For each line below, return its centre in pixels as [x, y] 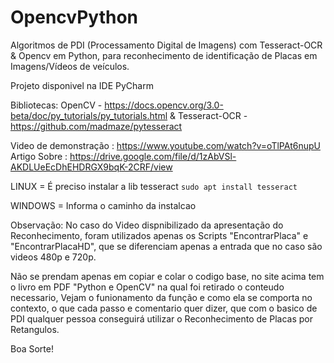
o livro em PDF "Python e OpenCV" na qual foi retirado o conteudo [147, 287]
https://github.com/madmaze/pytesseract [96, 126]
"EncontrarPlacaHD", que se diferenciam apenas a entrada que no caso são [166, 246]
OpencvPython [74, 17]
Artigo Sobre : [39, 156]
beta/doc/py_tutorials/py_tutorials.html [89, 115]
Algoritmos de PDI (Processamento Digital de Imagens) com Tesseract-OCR [166, 45]
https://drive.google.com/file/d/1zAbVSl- [153, 156]
